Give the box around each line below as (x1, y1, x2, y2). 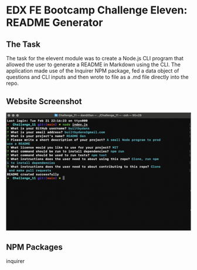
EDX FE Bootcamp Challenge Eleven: (6, 4, 188, 17)
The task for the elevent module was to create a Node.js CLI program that (6, 55, 184, 61)
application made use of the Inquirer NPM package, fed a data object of (6, 67, 179, 74)
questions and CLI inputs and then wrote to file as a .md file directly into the (6, 74, 189, 80)
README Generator (6, 16, 103, 29)
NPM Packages (6, 242, 63, 252)
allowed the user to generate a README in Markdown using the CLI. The (6, 61, 181, 68)
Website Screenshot (6, 97, 82, 107)
